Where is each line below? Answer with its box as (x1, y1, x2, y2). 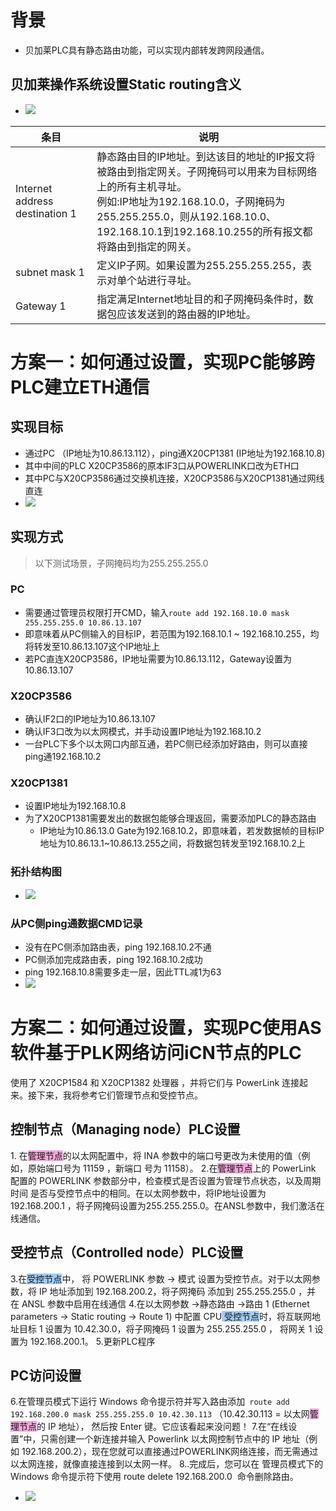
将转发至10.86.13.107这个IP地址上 (24, 640, 161, 652)
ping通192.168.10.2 (24, 751, 102, 763)
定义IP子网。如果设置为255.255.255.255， (96, 258, 303, 272)
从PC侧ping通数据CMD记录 (10, 916, 143, 930)
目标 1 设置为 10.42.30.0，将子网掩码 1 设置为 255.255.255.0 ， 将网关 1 (18, 1322, 313, 1335)
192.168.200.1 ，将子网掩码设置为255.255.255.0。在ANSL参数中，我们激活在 (10, 1199, 325, 1211)
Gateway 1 (15, 299, 67, 313)
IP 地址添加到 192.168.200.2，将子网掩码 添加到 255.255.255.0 (38, 1285, 297, 1297)
